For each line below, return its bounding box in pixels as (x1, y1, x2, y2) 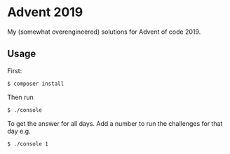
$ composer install (7, 80, 65, 87)
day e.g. (7, 127, 31, 135)
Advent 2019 (7, 4, 83, 20)
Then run (7, 93, 34, 101)
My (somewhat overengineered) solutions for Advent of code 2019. (7, 27, 201, 36)
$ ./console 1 (7, 140, 49, 148)
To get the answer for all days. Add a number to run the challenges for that (7, 119, 223, 127)
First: (7, 66, 22, 75)
